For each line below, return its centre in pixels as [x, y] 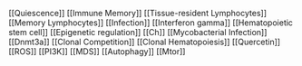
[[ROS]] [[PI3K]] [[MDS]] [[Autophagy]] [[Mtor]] [97, 52]
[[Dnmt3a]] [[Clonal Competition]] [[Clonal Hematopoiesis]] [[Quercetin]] [145, 42]
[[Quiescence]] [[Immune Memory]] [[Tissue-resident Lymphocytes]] [137, 13]
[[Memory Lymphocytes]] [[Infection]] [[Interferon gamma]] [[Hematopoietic [151, 23]
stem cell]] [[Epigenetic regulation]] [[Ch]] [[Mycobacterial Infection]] [138, 32]
